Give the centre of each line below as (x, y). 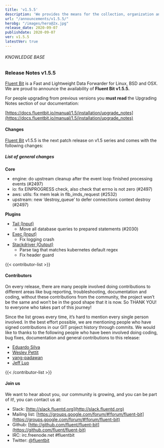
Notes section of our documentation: (42, 103)
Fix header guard (37, 255)
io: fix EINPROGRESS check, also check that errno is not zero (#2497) (82, 189)
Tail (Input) (23, 224)
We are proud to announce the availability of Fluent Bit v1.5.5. (67, 89)
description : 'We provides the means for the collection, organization (79, 14)
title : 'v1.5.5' (21, 10)
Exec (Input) (24, 234)
